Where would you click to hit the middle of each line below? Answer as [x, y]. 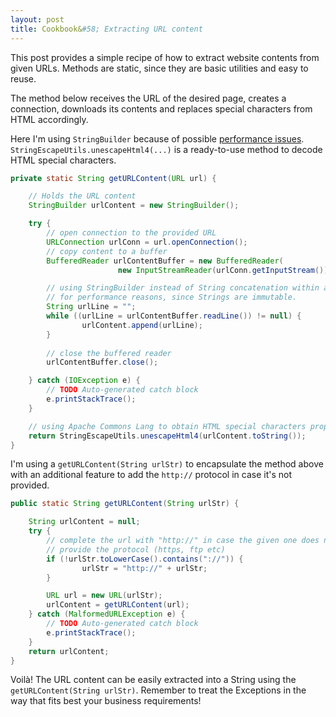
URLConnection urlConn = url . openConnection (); [147, 242]
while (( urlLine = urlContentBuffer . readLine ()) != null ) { [174, 316]
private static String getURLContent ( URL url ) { [113, 178]
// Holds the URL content [82, 196]
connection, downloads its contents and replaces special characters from [161, 108]
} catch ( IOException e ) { [84, 381]
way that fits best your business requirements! [106, 701]
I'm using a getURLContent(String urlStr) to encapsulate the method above [167, 464]
